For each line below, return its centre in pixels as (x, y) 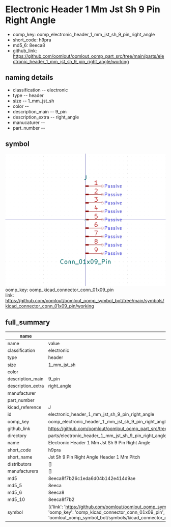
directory (17, 436)
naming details (29, 78)
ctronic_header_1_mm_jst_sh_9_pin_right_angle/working (71, 61)
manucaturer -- (29, 122)
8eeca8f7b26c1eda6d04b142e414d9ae (92, 478)
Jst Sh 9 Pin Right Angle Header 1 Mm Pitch (94, 457)
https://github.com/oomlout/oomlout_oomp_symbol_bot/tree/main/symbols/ (85, 301)
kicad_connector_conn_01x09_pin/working (50, 306)
